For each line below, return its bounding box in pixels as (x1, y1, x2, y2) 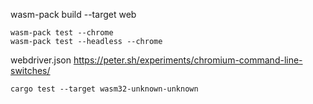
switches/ (10, 65, 51, 76)
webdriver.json (10, 54, 72, 66)
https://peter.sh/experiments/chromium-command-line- (73, 54, 303, 66)
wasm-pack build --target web (10, 9, 137, 20)
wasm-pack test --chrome (10, 28, 114, 38)
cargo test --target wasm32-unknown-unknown (10, 84, 199, 94)
